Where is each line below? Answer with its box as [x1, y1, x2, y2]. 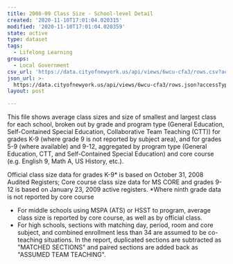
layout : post [7, 88, 45, 94]
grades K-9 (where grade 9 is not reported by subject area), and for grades [7, 135, 222, 143]
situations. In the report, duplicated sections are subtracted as [44, 236, 222, 244]
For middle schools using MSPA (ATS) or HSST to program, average [17, 206, 212, 215]
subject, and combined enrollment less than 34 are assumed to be [17, 229, 207, 237]
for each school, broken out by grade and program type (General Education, [7, 120, 225, 129]
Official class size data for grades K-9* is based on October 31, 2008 [7, 171, 204, 179]
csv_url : [7, 68, 33, 75]
